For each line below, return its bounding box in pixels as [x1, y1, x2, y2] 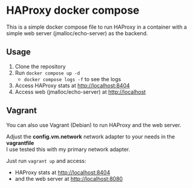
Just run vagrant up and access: [6, 157, 86, 164]
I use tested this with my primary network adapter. [6, 146, 131, 153]
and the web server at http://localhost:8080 [14, 175, 123, 182]
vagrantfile [6, 139, 34, 146]
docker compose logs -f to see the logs [23, 75, 122, 82]
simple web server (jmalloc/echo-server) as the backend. [6, 29, 148, 36]
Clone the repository [14, 63, 66, 70]
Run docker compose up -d [14, 69, 80, 76]
